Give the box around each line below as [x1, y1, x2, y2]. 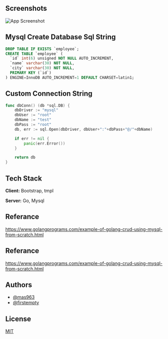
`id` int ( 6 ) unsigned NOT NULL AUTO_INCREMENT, [10, 56, 114, 61]
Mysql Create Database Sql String [5, 33, 116, 42]
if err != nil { [14, 136, 50, 141]
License [5, 314, 31, 323]
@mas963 [12, 294, 35, 300]
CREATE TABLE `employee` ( [5, 51, 63, 56]
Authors [5, 280, 32, 290]
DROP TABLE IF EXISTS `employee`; [5, 46, 80, 51]
